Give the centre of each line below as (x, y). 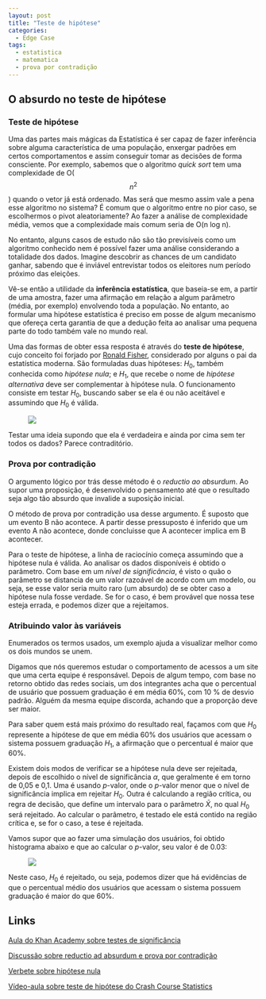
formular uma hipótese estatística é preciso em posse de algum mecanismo (132, 314)
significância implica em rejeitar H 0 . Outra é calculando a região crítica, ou (130, 795)
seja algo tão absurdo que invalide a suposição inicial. (96, 498)
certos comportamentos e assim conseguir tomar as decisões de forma (125, 156)
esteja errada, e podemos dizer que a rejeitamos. (89, 605)
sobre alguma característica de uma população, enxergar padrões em (122, 148)
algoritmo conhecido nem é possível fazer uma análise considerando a (124, 249)
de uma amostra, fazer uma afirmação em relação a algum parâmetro (122, 298)
